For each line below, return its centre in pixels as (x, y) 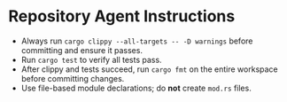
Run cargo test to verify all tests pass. (91, 59)
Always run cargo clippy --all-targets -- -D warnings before (137, 41)
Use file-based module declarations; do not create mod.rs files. (136, 88)
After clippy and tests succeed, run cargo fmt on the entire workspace (149, 69)
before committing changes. (73, 78)
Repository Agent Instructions (122, 16)
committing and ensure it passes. (82, 50)
